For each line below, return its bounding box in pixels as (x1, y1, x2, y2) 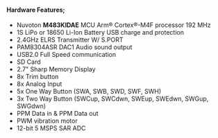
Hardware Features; (6, 6, 65, 14)
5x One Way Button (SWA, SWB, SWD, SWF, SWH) (16, 87, 161, 96)
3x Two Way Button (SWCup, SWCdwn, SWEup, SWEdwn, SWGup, (16, 94, 209, 103)
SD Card (16, 58, 41, 66)
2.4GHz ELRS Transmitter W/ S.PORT (16, 35, 124, 44)
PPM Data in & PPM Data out (16, 110, 99, 118)
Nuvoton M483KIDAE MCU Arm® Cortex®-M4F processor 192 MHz (16, 21, 211, 29)
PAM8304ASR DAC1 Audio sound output (16, 43, 133, 51)
